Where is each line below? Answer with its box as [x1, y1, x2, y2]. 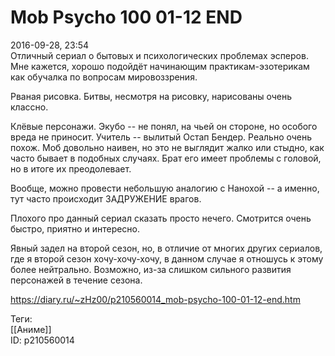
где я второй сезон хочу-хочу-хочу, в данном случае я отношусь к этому [10, 252, 324, 265]
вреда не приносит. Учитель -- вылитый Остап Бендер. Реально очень [10, 131, 313, 143]
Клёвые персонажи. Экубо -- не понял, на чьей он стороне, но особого [10, 120, 318, 132]
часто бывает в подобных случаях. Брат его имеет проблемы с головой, [10, 152, 322, 164]
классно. [10, 101, 49, 113]
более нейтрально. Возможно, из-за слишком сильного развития [10, 263, 292, 275]
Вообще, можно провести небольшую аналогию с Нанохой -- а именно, [10, 182, 320, 194]
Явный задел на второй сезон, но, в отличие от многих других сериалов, [10, 242, 323, 254]
